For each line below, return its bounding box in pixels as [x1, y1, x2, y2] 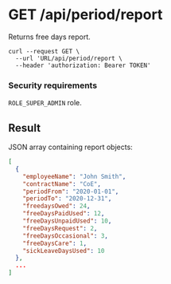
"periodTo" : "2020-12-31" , [22, 195, 112, 203]
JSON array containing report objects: [8, 142, 133, 152]
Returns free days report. [8, 32, 91, 41]
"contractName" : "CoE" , [22, 179, 102, 188]
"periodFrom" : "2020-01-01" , [22, 187, 119, 195]
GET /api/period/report [8, 6, 163, 24]
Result [8, 121, 41, 135]
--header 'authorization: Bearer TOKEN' [15, 61, 151, 69]
